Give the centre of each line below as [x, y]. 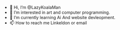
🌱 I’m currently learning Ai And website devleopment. [62, 17]
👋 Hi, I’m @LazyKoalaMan [35, 7]
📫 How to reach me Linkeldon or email [48, 23]
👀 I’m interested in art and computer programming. [60, 12]
